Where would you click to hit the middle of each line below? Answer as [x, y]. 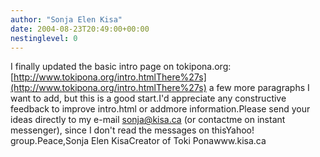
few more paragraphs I [263, 88]
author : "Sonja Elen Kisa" [66, 19]
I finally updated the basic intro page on [92, 67]
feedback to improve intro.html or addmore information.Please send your [160, 109]
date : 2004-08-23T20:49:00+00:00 [80, 29]
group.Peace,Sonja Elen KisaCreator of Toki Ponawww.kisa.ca [138, 141]
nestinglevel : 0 [44, 38]
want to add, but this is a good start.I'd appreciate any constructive [148, 98]
